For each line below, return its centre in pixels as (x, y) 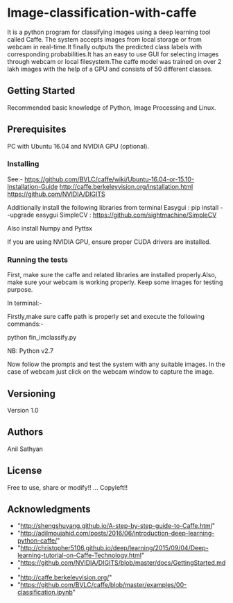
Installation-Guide (33, 186)
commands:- (25, 324)
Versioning (31, 394)
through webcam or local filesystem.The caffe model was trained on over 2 (114, 61)
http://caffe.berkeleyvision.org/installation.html (126, 186)
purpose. (20, 290)
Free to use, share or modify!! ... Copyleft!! (68, 487)
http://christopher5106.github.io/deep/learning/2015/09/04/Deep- (115, 548)
